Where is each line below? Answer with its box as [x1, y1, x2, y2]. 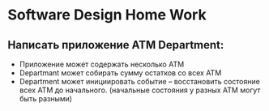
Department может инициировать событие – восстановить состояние [19, 77, 260, 86]
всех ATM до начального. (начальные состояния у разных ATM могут [19, 85, 261, 95]
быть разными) [19, 94, 73, 103]
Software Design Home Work [7, 6, 207, 24]
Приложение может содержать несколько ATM [19, 59, 185, 69]
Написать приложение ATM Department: [7, 38, 224, 52]
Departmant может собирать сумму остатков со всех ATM [19, 68, 222, 78]
